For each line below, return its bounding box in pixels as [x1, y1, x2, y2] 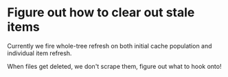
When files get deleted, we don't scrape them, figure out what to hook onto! [7, 62, 222, 70]
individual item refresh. [7, 49, 72, 57]
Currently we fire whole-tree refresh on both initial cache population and [7, 42, 212, 50]
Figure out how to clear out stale [7, 5, 195, 20]
